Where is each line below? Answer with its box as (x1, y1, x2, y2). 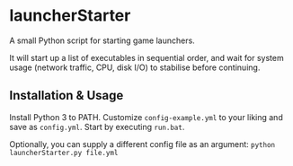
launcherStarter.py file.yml (9, 148, 119, 157)
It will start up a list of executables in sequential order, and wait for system (9, 52, 285, 63)
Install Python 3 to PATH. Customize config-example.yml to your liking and (9, 111, 283, 122)
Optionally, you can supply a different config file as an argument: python (9, 138, 276, 149)
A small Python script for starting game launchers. (9, 35, 195, 46)
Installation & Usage (9, 88, 124, 103)
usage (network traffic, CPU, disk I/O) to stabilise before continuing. (9, 62, 261, 73)
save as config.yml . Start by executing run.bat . (9, 121, 185, 132)
